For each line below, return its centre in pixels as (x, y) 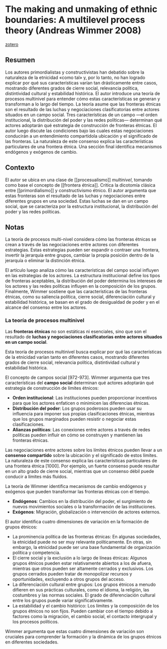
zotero (12, 44)
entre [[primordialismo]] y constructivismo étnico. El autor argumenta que (81, 190)
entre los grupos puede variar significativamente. (63, 600)
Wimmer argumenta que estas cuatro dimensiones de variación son (75, 631)
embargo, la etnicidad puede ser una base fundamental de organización (86, 547)
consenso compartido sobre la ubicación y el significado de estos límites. (82, 455)
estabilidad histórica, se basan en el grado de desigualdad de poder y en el (82, 302)
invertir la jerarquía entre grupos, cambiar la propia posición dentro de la (80, 255)
